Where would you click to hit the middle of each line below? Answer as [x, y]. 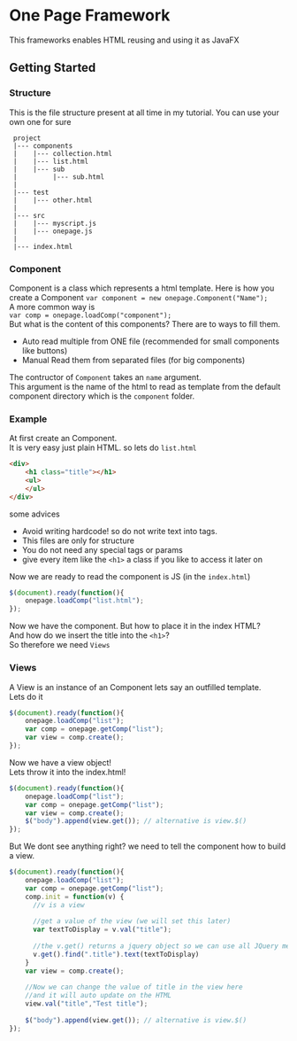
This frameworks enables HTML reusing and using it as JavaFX [125, 40]
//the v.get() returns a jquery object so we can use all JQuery [155, 946]
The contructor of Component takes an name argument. [105, 377]
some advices [34, 514]
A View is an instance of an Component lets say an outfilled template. [135, 687]
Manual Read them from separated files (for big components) [133, 360]
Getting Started [53, 68]
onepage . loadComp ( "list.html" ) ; [84, 601]
